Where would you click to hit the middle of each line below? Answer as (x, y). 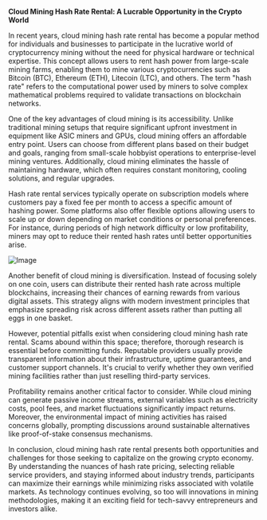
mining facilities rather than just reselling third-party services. (110, 376)
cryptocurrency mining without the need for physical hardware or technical (132, 52)
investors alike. (33, 509)
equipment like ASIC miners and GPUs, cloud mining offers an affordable (128, 136)
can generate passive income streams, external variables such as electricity (133, 400)
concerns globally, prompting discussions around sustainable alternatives (129, 425)
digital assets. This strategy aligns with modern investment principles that (129, 301)
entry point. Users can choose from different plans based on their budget (129, 144)
